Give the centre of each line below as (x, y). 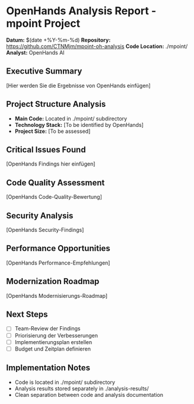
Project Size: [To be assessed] (53, 131)
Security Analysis (40, 216)
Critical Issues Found (46, 149)
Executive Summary (44, 71)
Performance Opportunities (58, 248)
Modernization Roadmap (53, 281)
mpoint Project (43, 23)
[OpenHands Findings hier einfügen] (51, 164)
